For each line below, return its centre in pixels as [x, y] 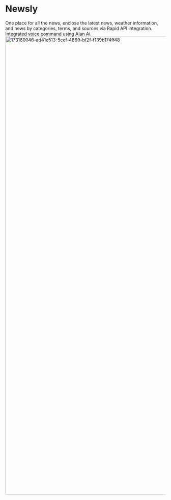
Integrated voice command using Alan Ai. [48, 34]
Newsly [22, 9]
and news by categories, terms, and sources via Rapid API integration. [79, 28]
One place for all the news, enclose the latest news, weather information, [82, 23]
